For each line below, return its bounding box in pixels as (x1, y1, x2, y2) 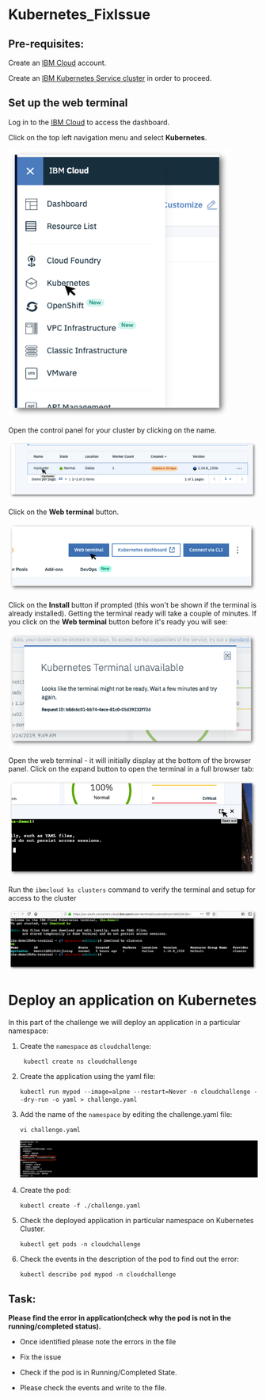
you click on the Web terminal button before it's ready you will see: (8, 617, 228, 627)
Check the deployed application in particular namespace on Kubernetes (19, 1216, 254, 1226)
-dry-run (19, 1096, 49, 1104)
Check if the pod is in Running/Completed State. (19, 1368, 177, 1378)
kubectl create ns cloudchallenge (23, 1058, 138, 1065)
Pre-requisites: (8, 37, 85, 51)
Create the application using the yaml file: (19, 1071, 156, 1081)
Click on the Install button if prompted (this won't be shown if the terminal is (8, 600, 257, 610)
